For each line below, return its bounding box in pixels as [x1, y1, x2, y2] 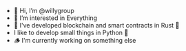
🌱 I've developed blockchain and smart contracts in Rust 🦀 [13, 21, 180, 29]
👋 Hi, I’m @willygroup [13, 7, 74, 14]
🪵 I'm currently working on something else [13, 37, 136, 44]
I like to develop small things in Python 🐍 [13, 28, 129, 37]
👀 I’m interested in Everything [13, 14, 98, 22]
